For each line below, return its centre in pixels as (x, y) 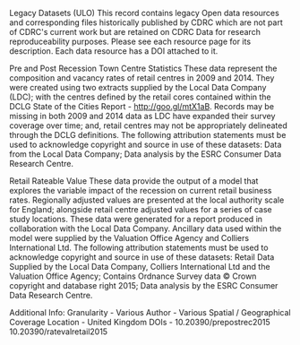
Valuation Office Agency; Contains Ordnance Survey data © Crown (133, 276)
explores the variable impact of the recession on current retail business (141, 190)
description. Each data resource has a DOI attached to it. (114, 51)
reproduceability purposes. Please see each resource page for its (130, 41)
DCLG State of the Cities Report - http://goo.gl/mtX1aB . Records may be (142, 106)
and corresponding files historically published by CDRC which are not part (146, 22)
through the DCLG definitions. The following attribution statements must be (148, 135)
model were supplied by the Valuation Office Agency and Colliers (129, 238)
